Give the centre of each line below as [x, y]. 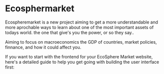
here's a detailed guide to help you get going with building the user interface [82, 62]
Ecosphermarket [40, 9]
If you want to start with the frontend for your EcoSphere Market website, [79, 56]
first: [10, 67]
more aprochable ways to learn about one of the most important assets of [80, 27]
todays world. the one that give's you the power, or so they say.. [70, 32]
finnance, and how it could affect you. [43, 47]
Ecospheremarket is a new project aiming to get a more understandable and [82, 22]
